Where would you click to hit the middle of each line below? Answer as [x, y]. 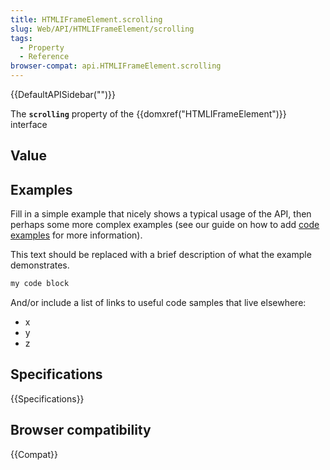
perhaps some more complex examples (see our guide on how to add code [165, 225]
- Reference [44, 57]
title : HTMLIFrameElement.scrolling [86, 19]
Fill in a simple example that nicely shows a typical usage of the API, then [161, 214]
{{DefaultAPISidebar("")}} [63, 94]
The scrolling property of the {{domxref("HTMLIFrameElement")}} [148, 114]
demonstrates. [40, 265]
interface [29, 124]
